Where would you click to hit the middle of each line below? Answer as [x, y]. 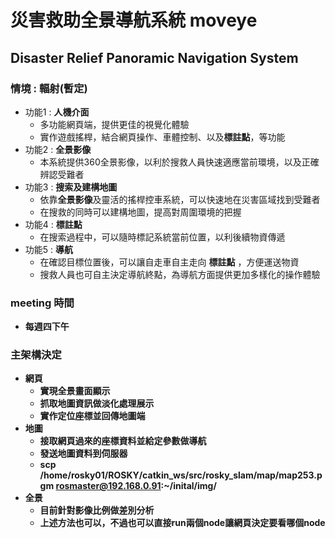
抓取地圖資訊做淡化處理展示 [97, 403]
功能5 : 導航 [49, 249]
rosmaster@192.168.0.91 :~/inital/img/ [136, 486]
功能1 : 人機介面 [57, 112]
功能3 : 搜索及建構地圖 [71, 187]
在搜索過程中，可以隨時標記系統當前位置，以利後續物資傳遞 [162, 237]
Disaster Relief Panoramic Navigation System [154, 57]
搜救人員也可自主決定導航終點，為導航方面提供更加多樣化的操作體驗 [180, 274]
